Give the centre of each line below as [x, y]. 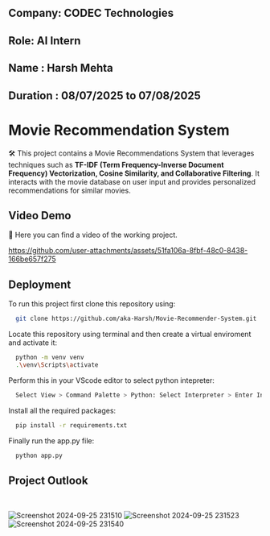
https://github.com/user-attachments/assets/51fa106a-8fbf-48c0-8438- [128, 251]
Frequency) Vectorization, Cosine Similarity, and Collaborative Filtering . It [134, 173]
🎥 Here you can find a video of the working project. [93, 235]
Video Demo [40, 216]
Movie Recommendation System [119, 130]
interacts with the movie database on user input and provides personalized [132, 181]
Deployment [40, 284]
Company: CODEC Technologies [91, 13]
